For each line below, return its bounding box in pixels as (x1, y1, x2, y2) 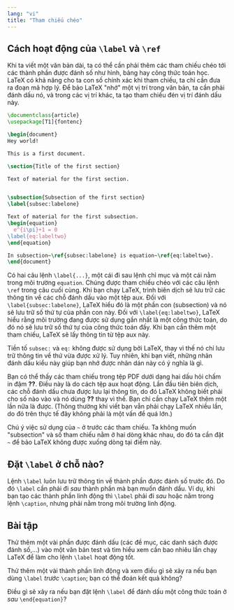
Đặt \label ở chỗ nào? (7, 458, 105, 470)
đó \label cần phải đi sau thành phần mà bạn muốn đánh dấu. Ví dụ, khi (7, 484, 215, 493)
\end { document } (7, 258, 52, 266)
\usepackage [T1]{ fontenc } (7, 118, 82, 126)
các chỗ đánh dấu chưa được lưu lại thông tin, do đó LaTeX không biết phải (7, 388, 223, 396)
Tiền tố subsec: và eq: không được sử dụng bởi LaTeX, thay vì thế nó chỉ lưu (7, 344, 225, 353)
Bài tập (7, 519, 38, 532)
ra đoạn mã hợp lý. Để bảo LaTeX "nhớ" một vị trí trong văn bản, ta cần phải (7, 83, 225, 92)
